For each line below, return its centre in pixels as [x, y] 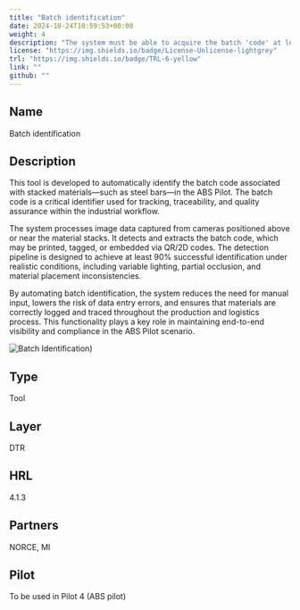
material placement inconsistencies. [75, 276]
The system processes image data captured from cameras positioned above [150, 229]
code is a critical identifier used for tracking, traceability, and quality [134, 202]
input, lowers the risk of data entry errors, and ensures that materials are [143, 303]
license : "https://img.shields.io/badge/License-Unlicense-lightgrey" [143, 51]
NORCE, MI [30, 547]
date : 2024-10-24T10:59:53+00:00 [71, 26]
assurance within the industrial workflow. [85, 212]
